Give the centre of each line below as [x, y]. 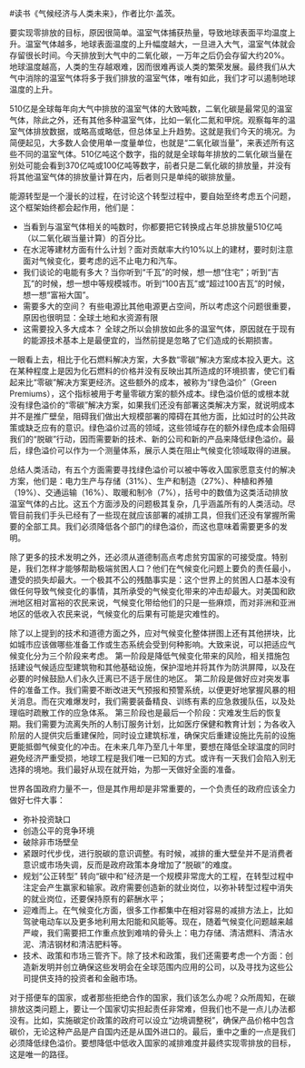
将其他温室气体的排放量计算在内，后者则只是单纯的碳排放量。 [125, 177]
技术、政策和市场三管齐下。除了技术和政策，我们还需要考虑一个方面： [154, 955]
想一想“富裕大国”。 [58, 295]
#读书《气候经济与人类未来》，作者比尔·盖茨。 [94, 13]
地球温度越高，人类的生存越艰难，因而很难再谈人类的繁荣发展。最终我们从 [148, 67]
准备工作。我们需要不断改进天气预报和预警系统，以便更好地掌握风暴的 [156, 690]
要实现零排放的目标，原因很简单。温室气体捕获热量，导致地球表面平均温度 [148, 33]
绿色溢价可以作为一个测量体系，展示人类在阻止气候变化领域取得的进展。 [160, 450]
